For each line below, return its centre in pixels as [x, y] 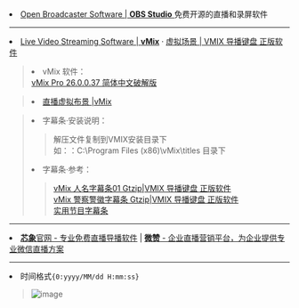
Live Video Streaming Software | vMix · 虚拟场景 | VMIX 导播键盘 [139, 41]
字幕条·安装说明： [75, 120]
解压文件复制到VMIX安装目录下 [110, 139]
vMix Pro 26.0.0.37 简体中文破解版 [94, 82]
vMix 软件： [64, 71]
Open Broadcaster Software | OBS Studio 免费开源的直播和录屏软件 [145, 14]
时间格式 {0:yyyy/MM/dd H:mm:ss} [80, 276]
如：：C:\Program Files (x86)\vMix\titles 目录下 [140, 150]
